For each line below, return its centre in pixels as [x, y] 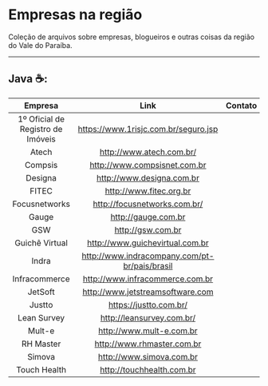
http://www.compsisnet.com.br [148, 165]
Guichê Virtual [41, 243]
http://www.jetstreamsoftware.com [148, 292]
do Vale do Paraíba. [41, 45]
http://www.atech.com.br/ [148, 152]
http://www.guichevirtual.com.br [148, 243]
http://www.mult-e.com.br [148, 331]
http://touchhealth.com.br [148, 369]
